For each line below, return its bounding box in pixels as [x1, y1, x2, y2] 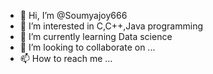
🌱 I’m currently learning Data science [19, 31, 173, 42]
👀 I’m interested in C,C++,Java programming [19, 20, 203, 32]
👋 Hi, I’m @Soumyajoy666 [19, 10, 128, 21]
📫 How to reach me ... [19, 53, 113, 64]
